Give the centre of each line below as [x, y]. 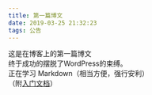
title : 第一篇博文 [36, 15]
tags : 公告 [25, 30]
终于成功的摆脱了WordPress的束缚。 [68, 63]
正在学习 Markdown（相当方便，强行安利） [78, 74]
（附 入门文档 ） [32, 83]
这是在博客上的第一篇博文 [50, 54]
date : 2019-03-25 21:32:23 [53, 23]
